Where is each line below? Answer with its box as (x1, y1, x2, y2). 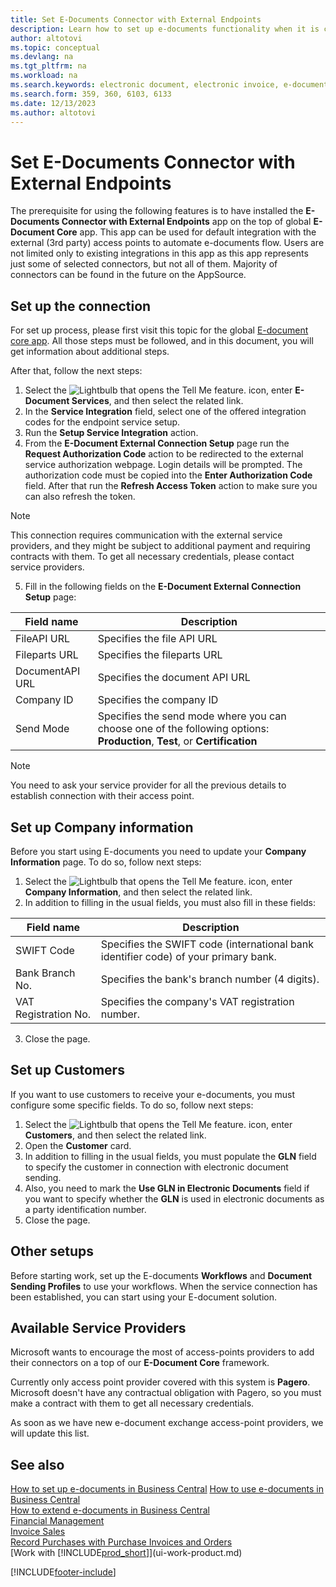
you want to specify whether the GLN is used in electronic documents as (24, 1192, 325, 1205)
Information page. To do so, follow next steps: (10, 856, 202, 868)
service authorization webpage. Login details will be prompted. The (24, 459, 303, 471)
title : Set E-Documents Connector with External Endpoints (10, 14, 262, 25)
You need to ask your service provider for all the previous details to (10, 779, 287, 791)
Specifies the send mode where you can (97, 709, 287, 723)
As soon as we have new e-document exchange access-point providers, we (10, 1417, 324, 1429)
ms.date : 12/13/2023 (10, 98, 97, 108)
